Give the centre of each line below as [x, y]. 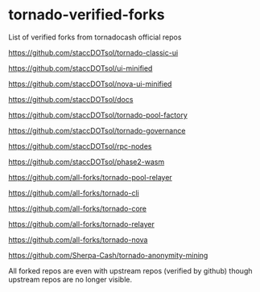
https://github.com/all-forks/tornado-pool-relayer [91, 177]
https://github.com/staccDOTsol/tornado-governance [97, 130]
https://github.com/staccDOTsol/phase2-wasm [87, 162]
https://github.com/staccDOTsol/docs [71, 99]
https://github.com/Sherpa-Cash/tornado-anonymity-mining [108, 255]
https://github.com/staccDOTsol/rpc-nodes [80, 146]
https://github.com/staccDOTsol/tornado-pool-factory [98, 115]
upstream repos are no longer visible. [70, 279]
